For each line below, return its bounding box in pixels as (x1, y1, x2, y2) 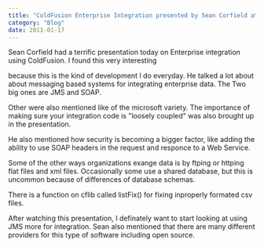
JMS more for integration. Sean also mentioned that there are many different (8, 222, 255, 231)
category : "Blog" (8, 19, 65, 27)
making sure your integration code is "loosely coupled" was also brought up (8, 111, 255, 121)
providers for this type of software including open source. (8, 231, 195, 240)
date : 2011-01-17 (8, 26, 65, 34)
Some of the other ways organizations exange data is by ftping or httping (8, 158, 245, 168)
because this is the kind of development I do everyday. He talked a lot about (8, 71, 254, 81)
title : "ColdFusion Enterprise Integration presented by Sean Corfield (8, 11, 247, 20)
